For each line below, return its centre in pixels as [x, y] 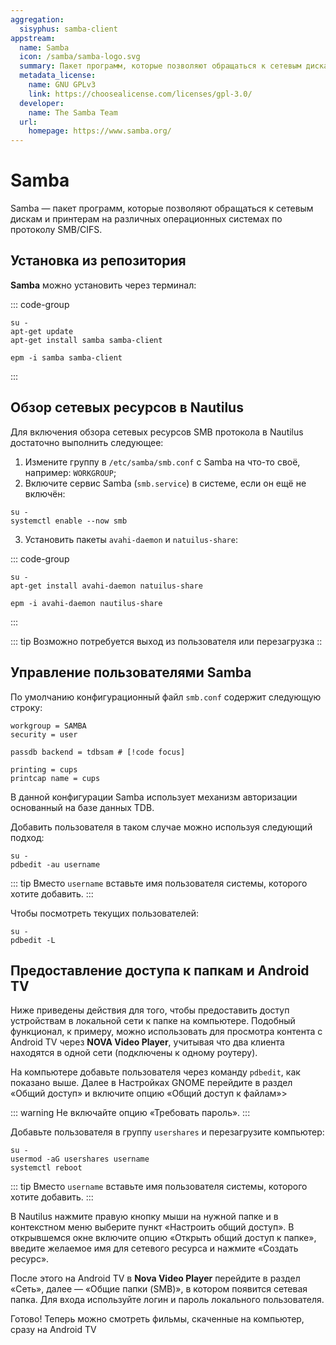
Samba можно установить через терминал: [103, 285]
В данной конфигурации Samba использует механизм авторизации [154, 797]
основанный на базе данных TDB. [82, 807]
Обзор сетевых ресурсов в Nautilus [127, 407]
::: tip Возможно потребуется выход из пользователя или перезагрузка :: [166, 641]
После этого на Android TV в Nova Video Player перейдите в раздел [155, 1278]
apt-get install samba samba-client [86, 340]
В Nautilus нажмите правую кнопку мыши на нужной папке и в [144, 1217]
